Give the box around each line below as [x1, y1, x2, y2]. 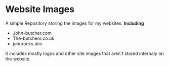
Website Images [5, 4, 75, 15]
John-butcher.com [12, 30, 52, 36]
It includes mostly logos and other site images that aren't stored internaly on [5, 50, 164, 56]
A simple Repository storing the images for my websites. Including [5, 20, 144, 26]
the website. [5, 55, 31, 61]
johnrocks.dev [12, 40, 43, 46]
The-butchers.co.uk [12, 35, 55, 41]
